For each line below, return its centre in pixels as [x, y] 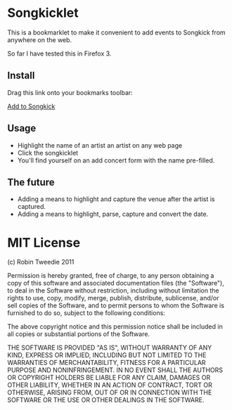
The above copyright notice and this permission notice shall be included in [115, 327]
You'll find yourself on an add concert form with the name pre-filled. [116, 160]
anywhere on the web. [40, 39]
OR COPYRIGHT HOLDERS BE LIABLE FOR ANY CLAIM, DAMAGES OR [109, 378]
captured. [32, 207]
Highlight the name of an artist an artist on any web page [100, 145]
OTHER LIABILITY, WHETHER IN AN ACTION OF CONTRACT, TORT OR [110, 385]
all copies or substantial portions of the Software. [78, 334]
